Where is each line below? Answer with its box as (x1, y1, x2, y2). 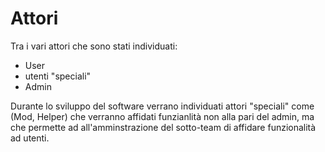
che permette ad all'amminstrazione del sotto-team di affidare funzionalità (10, 121, 317, 133)
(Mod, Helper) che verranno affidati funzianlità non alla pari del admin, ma (10, 110, 315, 122)
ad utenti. (10, 132, 50, 144)
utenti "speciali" (24, 70, 92, 82)
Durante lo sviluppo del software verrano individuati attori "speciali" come (10, 100, 315, 112)
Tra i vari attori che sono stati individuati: (10, 40, 178, 52)
